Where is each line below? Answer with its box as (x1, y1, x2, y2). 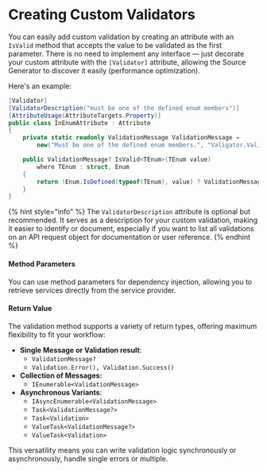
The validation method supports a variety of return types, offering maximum (8, 321, 257, 331)
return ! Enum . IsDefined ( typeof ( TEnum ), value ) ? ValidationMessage (37, 178, 265, 186)
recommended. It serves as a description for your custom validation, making (8, 215, 258, 225)
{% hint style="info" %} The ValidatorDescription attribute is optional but (8, 207, 251, 217)
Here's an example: (8, 81, 72, 91)
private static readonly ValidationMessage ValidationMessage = (22, 134, 240, 142)
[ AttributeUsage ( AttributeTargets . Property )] (8, 112, 161, 120)
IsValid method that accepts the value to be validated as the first (8, 40, 222, 49)
